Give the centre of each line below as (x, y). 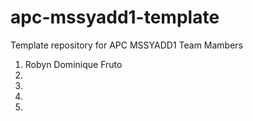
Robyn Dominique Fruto (73, 64)
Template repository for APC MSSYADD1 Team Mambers (127, 45)
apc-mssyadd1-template (115, 17)
